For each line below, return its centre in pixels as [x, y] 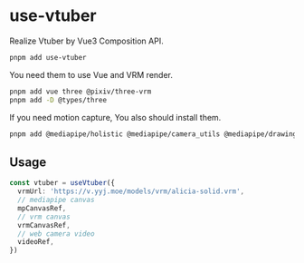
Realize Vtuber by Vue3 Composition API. [87, 41]
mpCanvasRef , [42, 208]
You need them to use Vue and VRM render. [91, 74]
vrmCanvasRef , [44, 225]
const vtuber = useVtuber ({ [62, 183]
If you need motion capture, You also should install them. [115, 117]
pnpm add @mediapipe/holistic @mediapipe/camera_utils [115, 134]
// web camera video [56, 234]
